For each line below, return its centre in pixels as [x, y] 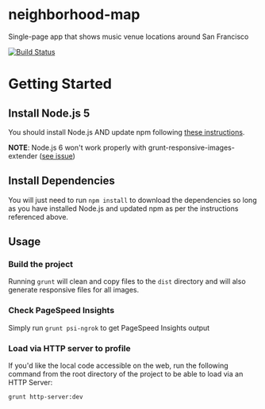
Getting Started [60, 84]
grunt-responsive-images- [192, 147]
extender [23, 155]
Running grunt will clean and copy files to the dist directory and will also [127, 281]
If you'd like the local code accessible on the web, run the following [118, 365]
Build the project [41, 265]
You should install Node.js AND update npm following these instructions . [127, 132]
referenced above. [38, 216]
